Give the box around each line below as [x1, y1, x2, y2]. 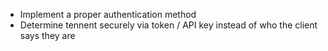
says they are [19, 30, 76, 41]
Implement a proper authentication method [19, 9, 197, 20]
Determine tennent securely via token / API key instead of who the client [19, 19, 318, 31]
